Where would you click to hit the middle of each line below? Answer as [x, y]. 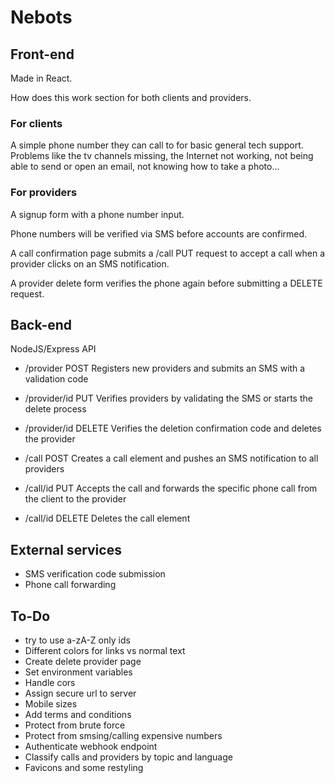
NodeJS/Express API [53, 349]
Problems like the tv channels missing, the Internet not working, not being [162, 156]
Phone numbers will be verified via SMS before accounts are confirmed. [159, 233]
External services [66, 549]
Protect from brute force [75, 725]
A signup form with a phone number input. [97, 214]
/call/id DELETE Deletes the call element [107, 518]
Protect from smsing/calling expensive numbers [123, 736]
